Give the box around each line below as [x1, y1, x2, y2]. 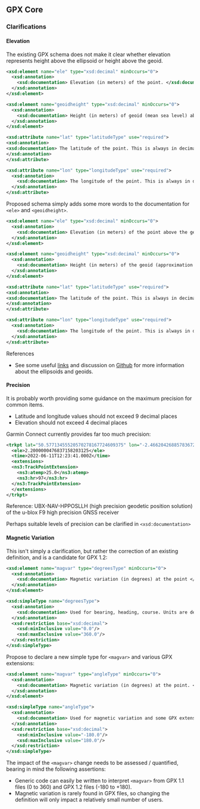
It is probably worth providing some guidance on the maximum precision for [6, 395, 192, 402]
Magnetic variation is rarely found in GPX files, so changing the [14, 790, 170, 797]
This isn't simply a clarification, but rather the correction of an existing [6, 547, 179, 554]
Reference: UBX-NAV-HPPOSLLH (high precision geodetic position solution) [6, 503, 193, 510]
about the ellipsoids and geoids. [14, 368, 93, 375]
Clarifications [6, 23, 46, 31]
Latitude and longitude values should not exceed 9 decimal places [14, 413, 177, 420]
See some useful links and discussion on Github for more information [14, 361, 185, 368]
